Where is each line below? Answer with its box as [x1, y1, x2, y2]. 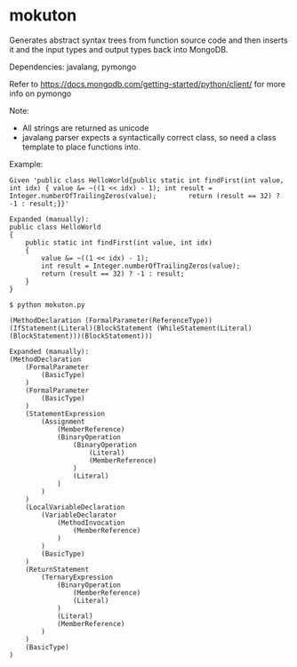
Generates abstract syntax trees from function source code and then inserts [9, 35, 288, 45]
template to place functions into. [21, 141, 140, 152]
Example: [9, 158, 44, 169]
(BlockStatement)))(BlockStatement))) [9, 331, 153, 341]
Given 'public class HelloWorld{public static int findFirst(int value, [9, 175, 285, 185]
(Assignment [41, 417, 86, 426]
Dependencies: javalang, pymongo [9, 61, 137, 72]
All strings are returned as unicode [21, 122, 149, 133]
